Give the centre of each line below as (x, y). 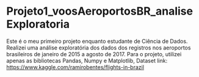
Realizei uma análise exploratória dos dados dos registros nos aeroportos (99, 48)
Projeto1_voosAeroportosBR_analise (100, 11)
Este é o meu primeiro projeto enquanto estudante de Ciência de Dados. (97, 41)
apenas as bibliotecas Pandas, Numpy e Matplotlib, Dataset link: (87, 61)
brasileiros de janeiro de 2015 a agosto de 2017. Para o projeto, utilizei (94, 54)
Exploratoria (38, 24)
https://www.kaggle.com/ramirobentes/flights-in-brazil (75, 67)
